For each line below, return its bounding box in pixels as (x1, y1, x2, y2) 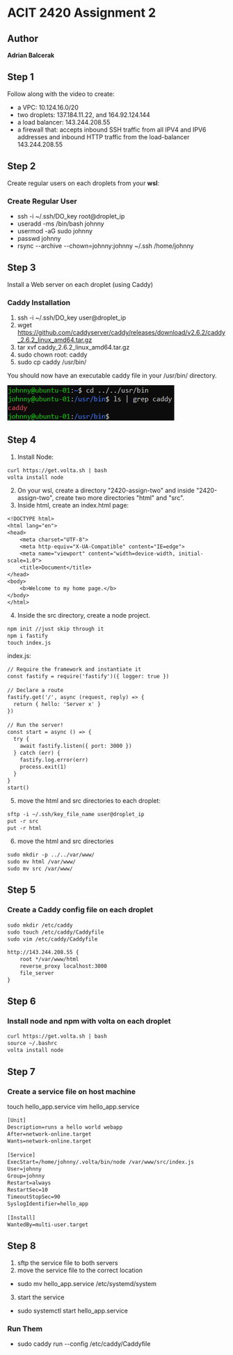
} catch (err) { (13, 749, 61, 756)
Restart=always (7, 1179, 51, 1186)
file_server (19, 969, 54, 976)
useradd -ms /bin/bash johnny (17, 219, 104, 228)
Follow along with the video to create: (7, 89, 115, 98)
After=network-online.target (7, 1130, 92, 1138)
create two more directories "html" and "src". (55, 493, 185, 502)
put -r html (7, 824, 42, 831)
